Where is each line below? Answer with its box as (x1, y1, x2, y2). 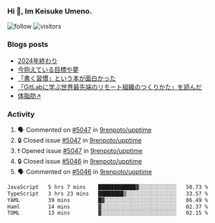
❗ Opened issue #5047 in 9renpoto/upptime (17, 146, 143, 154)
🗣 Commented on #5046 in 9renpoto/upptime (17, 167, 153, 175)
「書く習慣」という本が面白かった (17, 73, 116, 82)
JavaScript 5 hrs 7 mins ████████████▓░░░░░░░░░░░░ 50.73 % (7, 183, 209, 191)
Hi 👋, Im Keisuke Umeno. (7, 6, 92, 16)
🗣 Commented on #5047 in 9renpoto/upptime (17, 125, 152, 134)
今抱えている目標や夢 (17, 65, 79, 73)
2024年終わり (17, 56, 58, 65)
